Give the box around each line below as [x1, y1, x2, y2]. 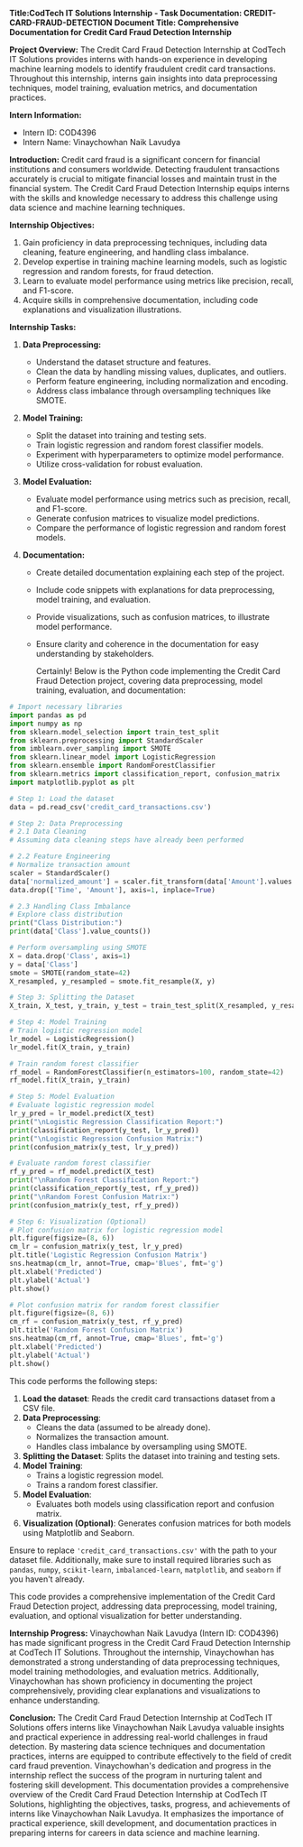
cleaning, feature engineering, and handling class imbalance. [22, 247, 250, 257]
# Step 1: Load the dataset [9, 794, 115, 803]
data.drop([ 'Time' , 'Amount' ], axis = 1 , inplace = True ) [9, 885, 216, 894]
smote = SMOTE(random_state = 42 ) [9, 968, 131, 977]
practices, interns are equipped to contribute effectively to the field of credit [9, 1750, 292, 1761]
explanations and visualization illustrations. [22, 304, 182, 315]
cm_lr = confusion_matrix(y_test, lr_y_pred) [9, 1242, 183, 1251]
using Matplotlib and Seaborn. [22, 1527, 135, 1538]
